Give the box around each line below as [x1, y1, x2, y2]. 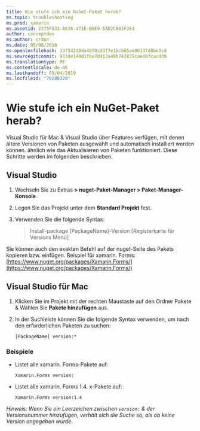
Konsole [14, 192, 36, 199]
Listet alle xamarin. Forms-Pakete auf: [14, 360, 109, 368]
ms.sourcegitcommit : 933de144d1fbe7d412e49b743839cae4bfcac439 [6, 53, 167, 59]
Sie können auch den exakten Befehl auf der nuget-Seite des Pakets [6, 245, 174, 252]
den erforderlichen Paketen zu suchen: [14, 321, 111, 329]
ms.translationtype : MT [6, 59, 66, 65]
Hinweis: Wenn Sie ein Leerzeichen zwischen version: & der [6, 405, 155, 412]
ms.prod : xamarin [6, 20, 50, 26]
